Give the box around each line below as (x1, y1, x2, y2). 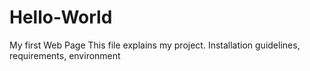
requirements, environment (9, 49, 121, 61)
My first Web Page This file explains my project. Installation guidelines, (9, 39, 301, 51)
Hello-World (9, 6, 113, 29)
